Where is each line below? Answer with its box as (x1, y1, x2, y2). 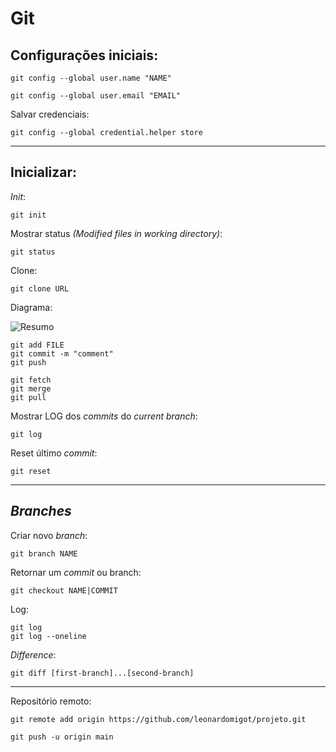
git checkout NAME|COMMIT (10, 585, 118, 596)
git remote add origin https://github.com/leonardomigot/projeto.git (10, 714, 307, 724)
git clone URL (10, 283, 70, 294)
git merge (10, 383, 52, 394)
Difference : (10, 648, 57, 661)
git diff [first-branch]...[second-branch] (10, 668, 195, 678)
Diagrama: (10, 301, 53, 313)
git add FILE (10, 340, 65, 350)
